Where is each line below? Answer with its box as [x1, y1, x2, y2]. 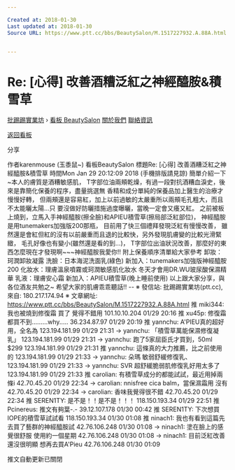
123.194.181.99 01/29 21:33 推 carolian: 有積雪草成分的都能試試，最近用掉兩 [7, 370, 223, 378]
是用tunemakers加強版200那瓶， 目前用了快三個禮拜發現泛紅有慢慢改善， [7, 222, 220, 230]
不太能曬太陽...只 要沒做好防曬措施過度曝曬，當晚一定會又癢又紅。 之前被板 [7, 204, 225, 213]
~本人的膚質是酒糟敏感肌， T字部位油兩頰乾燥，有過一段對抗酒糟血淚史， [7, 178, 220, 186]
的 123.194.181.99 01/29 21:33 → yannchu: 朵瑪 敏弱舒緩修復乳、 [7, 352, 192, 361]
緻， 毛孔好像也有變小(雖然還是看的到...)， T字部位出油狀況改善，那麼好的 [7, 239, 221, 248]
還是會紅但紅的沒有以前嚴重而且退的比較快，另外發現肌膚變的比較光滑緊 [13, 230, 222, 238]
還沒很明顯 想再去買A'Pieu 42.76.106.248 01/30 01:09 [7, 440, 161, 448]
